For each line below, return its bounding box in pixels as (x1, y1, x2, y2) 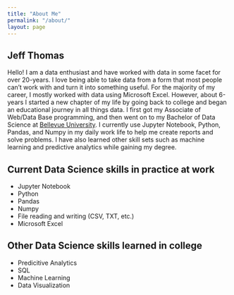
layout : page (7, 23, 46, 30)
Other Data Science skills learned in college (7, 240, 203, 252)
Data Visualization (17, 281, 70, 289)
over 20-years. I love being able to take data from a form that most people (7, 75, 223, 84)
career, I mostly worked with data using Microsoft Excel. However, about (7, 91, 218, 99)
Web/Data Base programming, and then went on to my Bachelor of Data (7, 113, 216, 122)
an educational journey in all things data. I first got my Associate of (7, 106, 201, 114)
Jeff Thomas (7, 49, 65, 61)
